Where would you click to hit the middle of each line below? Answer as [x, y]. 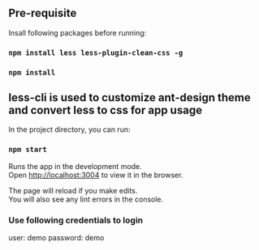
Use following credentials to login [76, 220]
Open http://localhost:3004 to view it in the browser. [96, 175]
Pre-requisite [43, 13]
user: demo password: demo [56, 238]
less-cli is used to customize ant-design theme [130, 97]
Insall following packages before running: [78, 32]
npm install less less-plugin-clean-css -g [96, 53]
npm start [28, 150]
